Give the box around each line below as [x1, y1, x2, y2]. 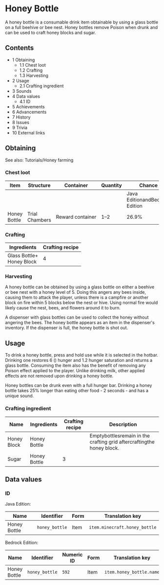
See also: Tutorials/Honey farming [5, 157, 74, 163]
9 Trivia [12, 125, 28, 130]
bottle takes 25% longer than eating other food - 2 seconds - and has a [5, 388, 149, 394]
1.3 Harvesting [19, 72, 49, 78]
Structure [27, 182, 51, 189]
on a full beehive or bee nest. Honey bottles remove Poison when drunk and [5, 24, 158, 30]
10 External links [12, 129, 45, 135]
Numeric [62, 551, 83, 558]
